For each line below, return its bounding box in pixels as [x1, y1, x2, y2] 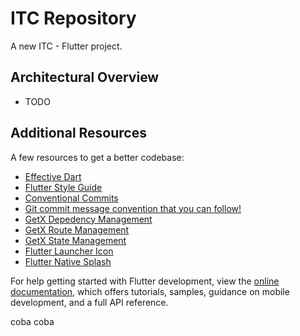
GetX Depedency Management [24, 213, 153, 225]
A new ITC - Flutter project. [10, 40, 123, 52]
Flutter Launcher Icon [24, 245, 114, 257]
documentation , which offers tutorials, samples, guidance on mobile [10, 285, 290, 297]
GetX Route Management [24, 223, 130, 236]
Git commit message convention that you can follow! [24, 202, 242, 214]
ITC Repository [10, 7, 137, 30]
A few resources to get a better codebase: [10, 151, 185, 163]
